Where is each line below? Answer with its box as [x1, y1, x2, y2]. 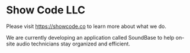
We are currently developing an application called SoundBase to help [6, 34, 175, 41]
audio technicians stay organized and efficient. [16, 40, 130, 47]
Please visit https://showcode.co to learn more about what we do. [6, 23, 167, 30]
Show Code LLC [6, 3, 86, 17]
